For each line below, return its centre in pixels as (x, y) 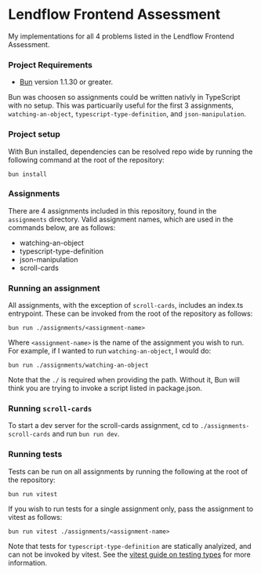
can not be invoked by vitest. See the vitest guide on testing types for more (129, 554)
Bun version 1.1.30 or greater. (66, 82)
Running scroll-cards (50, 408)
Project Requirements (50, 64)
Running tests (35, 455)
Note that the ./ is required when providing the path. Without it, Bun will (124, 380)
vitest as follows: (35, 517)
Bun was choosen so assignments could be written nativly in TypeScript (124, 97)
